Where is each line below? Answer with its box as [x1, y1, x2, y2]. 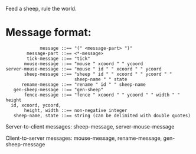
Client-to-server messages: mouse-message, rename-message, [5, 134, 162, 142]
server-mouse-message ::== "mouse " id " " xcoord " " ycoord [5, 66, 162, 72]
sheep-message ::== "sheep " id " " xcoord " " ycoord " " [24, 71, 172, 77]
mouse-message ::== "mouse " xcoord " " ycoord [24, 60, 143, 67]
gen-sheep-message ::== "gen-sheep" [13, 86, 104, 92]
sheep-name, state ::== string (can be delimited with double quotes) [13, 113, 191, 118]
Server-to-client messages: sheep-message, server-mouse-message [5, 123, 175, 130]
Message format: [5, 26, 92, 39]
